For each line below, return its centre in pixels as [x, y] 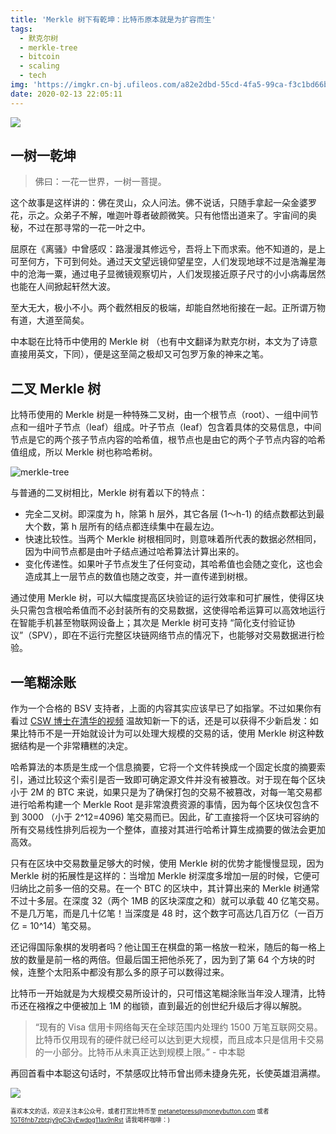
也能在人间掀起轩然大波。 [63, 287]
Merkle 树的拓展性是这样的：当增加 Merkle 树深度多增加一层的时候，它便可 [165, 876]
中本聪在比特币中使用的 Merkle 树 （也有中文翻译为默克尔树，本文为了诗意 [164, 342]
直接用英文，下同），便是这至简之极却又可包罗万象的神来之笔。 [139, 354]
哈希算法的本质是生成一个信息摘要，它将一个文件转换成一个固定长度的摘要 [163, 767]
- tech [33, 76]
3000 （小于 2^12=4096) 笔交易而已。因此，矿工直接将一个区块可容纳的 [170, 817]
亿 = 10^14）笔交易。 [53, 926]
